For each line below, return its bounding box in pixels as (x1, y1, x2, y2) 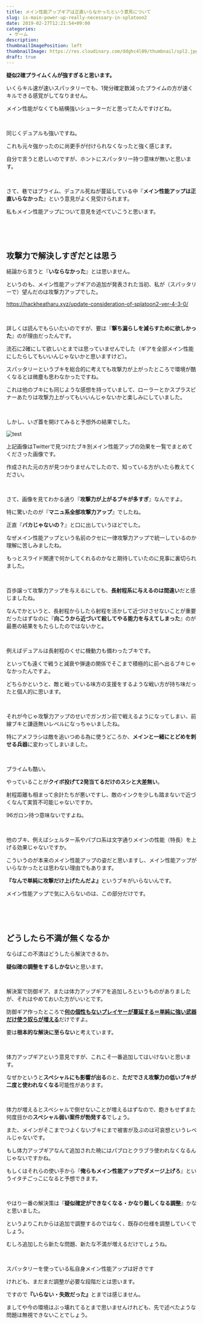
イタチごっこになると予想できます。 (11, 1175, 101, 1182)
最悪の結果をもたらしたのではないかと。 (6, 623, 107, 630)
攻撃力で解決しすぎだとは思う (6, 251, 118, 261)
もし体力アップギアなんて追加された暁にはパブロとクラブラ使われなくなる (6, 1147, 192, 1154)
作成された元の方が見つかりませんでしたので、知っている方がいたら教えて (6, 463, 190, 470)
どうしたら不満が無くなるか (6, 933, 110, 943)
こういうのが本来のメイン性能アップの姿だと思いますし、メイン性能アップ (6, 857, 192, 864)
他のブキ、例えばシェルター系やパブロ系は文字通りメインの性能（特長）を (6, 836, 192, 843)
